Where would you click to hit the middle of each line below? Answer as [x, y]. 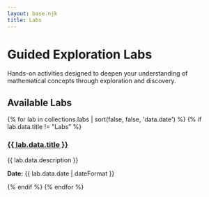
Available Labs [39, 102]
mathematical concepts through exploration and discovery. [92, 81]
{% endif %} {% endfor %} [46, 187]
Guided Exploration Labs [80, 54]
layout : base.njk [32, 14]
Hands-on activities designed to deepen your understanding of [98, 74]
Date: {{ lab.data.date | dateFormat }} [61, 173]
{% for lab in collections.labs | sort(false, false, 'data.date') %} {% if [104, 119]
